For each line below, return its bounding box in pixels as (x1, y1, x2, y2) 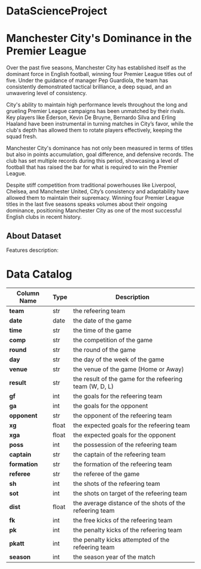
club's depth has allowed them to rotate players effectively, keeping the (6, 127, 182, 134)
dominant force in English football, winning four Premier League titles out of (6, 71, 193, 78)
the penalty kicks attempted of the (73, 535, 170, 544)
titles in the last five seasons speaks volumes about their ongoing (6, 200, 167, 208)
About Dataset (6, 230, 62, 241)
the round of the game (73, 345, 136, 354)
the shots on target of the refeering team (73, 489, 187, 497)
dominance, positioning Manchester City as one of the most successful (6, 207, 182, 214)
